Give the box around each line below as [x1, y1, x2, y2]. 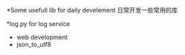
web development [16, 33, 68, 41]
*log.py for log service [6, 20, 70, 27]
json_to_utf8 [16, 41, 52, 48]
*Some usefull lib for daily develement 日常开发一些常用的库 [6, 6, 178, 14]
